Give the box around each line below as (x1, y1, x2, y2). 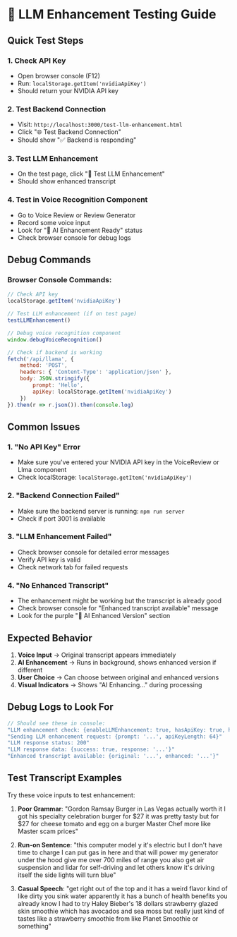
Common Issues (7, 421, 80, 433)
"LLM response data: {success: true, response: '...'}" (7, 746, 175, 754)
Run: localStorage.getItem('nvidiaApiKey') (17, 79, 147, 87)
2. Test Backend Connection (7, 104, 107, 114)
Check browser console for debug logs (17, 233, 132, 242)
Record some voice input (17, 218, 90, 226)
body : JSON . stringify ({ (20, 375, 90, 382)
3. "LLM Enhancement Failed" (7, 532, 112, 542)
